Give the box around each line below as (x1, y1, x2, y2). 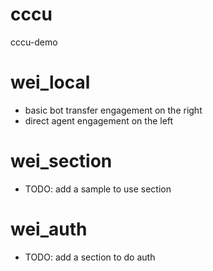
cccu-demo (10, 36, 58, 48)
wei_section (10, 150, 113, 173)
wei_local (10, 71, 91, 94)
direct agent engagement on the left (24, 114, 174, 127)
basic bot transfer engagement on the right (24, 104, 203, 116)
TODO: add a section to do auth (24, 251, 156, 263)
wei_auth (10, 218, 88, 240)
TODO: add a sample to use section (24, 183, 172, 195)
